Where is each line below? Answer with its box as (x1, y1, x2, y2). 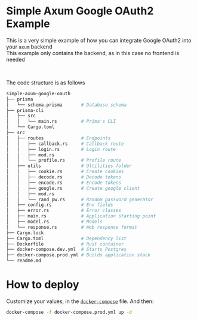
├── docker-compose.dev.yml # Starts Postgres (6, 247, 127, 253)
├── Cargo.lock (6, 229, 44, 236)
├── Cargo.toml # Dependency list (6, 235, 127, 241)
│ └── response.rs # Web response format (6, 224, 137, 230)
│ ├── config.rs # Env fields (6, 202, 113, 208)
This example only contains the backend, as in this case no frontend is (6, 49, 180, 56)
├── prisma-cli (6, 107, 44, 113)
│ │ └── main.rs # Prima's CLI (6, 119, 116, 125)
